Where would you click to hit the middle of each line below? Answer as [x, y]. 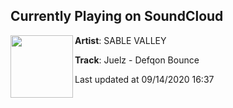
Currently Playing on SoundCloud [117, 16]
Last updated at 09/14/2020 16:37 [144, 79]
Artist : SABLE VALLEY [120, 40]
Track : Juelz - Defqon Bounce [137, 60]
